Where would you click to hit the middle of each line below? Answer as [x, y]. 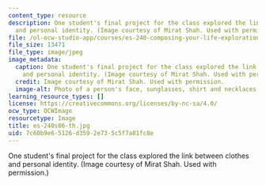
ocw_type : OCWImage [40, 111]
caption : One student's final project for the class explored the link [136, 67]
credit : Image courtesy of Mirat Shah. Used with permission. [120, 81]
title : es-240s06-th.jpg [49, 126]
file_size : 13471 [37, 45]
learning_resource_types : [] [56, 96]
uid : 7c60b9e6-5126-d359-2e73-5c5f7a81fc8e [81, 133]
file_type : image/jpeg [46, 52]
